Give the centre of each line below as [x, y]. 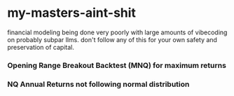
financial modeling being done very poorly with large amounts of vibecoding [117, 32]
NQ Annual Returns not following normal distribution [98, 84]
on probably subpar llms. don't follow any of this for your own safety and [112, 39]
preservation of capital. [41, 47]
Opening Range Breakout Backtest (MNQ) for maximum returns [117, 65]
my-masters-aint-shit [72, 13]
